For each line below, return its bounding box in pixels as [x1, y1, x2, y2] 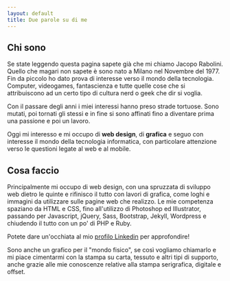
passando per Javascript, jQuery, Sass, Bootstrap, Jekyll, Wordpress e [7, 212, 207, 220]
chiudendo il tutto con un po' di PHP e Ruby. [7, 219, 132, 228]
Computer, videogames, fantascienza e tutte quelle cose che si [7, 82, 185, 90]
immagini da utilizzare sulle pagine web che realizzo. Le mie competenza [7, 197, 214, 206]
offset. [7, 268, 26, 276]
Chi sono [7, 42, 46, 53]
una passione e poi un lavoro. [7, 117, 91, 125]
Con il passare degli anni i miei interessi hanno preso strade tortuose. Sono [7, 102, 220, 110]
